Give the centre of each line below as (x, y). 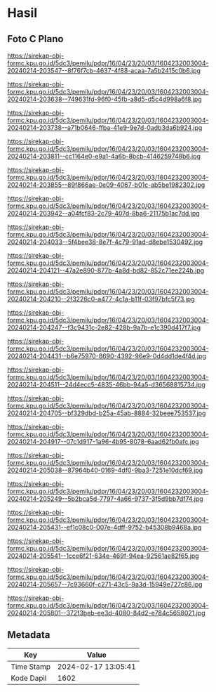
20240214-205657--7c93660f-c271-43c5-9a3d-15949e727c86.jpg (105, 584)
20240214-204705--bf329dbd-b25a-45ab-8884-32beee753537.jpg (107, 413)
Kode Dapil (29, 678)
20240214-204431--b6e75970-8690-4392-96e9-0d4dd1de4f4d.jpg (107, 356)
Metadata (29, 635)
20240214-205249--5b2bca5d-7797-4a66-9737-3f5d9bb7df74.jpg (105, 499)
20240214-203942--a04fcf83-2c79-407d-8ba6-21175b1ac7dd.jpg (103, 213)
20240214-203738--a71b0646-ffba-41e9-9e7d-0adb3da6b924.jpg (105, 128)
